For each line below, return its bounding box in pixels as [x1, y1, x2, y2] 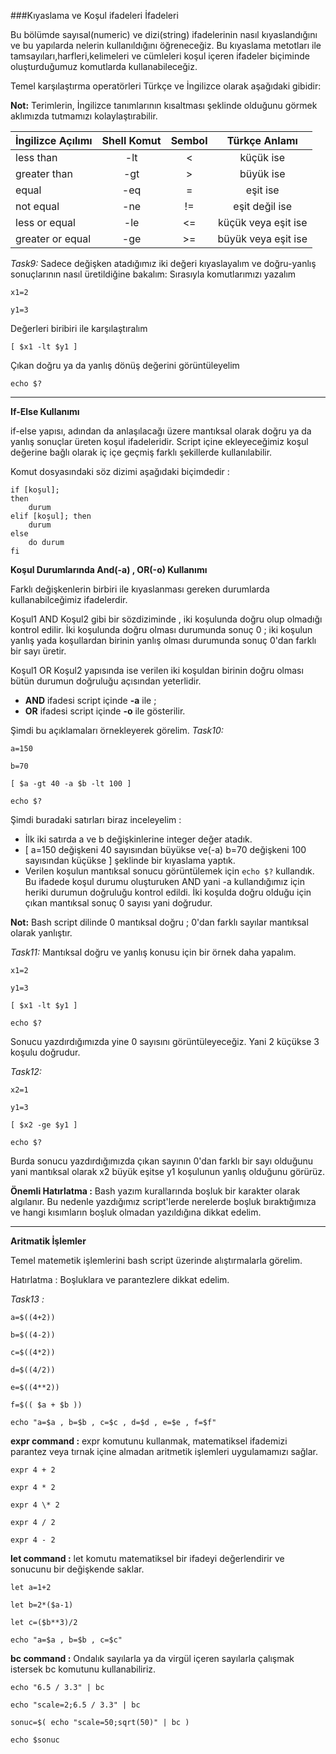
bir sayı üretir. [10, 645, 67, 657]
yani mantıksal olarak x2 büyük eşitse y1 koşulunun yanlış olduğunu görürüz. [10, 1166, 326, 1177]
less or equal [15, 216, 76, 229]
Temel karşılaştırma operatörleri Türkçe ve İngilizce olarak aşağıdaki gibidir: [10, 80, 322, 92]
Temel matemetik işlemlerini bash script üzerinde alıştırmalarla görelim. [10, 1255, 303, 1266]
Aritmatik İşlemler [10, 1235, 87, 1247]
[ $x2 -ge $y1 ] [10, 1120, 78, 1130]
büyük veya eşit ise [217, 232, 308, 245]
